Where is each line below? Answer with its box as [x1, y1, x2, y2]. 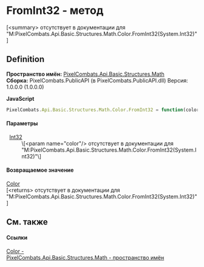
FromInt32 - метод [6, 4, 104, 18]
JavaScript [6, 95, 35, 102]
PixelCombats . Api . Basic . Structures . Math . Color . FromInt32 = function [6, 107, 183, 113]
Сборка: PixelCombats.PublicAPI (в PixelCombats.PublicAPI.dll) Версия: [6, 76, 188, 84]
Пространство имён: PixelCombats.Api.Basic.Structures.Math [6, 70, 165, 78]
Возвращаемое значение [6, 166, 74, 174]
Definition [6, 54, 44, 64]
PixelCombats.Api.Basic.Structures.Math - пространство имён [6, 254, 165, 261]
